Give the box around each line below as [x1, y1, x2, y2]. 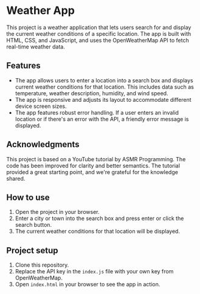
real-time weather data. [6, 43, 65, 50]
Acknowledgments [6, 139, 80, 150]
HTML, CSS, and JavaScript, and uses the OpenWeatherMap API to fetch [6, 36, 190, 44]
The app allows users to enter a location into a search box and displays [15, 76, 193, 84]
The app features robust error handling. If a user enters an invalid [15, 109, 179, 116]
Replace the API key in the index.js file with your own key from [15, 268, 174, 275]
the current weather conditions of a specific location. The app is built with [6, 30, 191, 37]
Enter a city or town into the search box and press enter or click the [15, 215, 184, 222]
